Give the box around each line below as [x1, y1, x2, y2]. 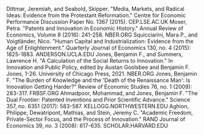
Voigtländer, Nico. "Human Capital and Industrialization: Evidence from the [6, 38, 194, 45]
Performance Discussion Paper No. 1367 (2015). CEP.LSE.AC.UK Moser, [6, 18, 188, 25]
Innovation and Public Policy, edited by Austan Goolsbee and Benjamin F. [6, 64, 191, 71]
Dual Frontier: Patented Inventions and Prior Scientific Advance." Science [6, 96, 191, 103]
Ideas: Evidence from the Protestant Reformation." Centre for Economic [6, 12, 186, 19]
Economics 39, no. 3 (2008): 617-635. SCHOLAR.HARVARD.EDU [6, 122, 169, 129]
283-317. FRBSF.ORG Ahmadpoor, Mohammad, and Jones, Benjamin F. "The [6, 90, 199, 97]
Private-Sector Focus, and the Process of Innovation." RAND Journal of [6, 115, 186, 123]
